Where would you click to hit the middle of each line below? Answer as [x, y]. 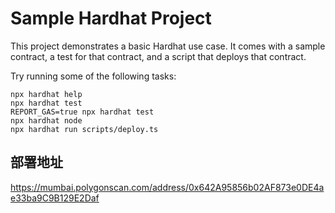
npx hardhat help [46, 94]
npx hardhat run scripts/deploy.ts [84, 129]
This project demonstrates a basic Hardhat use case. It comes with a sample [168, 46]
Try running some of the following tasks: [93, 76]
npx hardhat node [46, 120]
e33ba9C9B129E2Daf [55, 198]
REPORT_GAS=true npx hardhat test [82, 112]
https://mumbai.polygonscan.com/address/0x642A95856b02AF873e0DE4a [167, 187]
